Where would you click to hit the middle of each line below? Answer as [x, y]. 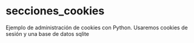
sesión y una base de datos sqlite [47, 33]
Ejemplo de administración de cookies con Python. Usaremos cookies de [97, 27]
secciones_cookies [55, 11]
